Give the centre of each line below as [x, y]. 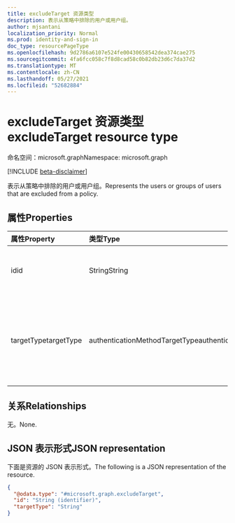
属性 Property [33, 239]
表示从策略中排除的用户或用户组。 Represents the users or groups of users [114, 186]
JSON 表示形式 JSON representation [86, 449]
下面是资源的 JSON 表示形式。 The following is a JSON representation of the [117, 466]
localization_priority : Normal [53, 33]
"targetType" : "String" [48, 507]
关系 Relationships [47, 406]
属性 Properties [40, 217]
